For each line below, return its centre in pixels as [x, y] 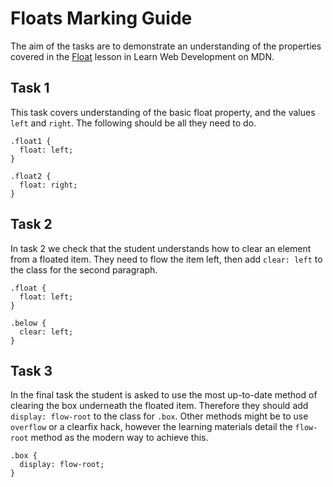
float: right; [48, 185]
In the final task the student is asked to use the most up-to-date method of [164, 395]
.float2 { [31, 176]
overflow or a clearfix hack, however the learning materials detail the [151, 427]
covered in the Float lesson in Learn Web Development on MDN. [142, 56]
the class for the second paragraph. [84, 269]
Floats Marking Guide [101, 18]
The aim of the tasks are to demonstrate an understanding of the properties [166, 46]
